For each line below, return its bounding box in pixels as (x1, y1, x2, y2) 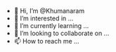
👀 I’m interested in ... (13, 14, 74, 22)
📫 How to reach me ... (13, 37, 79, 45)
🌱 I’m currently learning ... (13, 22, 89, 30)
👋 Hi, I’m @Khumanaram (13, 7, 85, 15)
